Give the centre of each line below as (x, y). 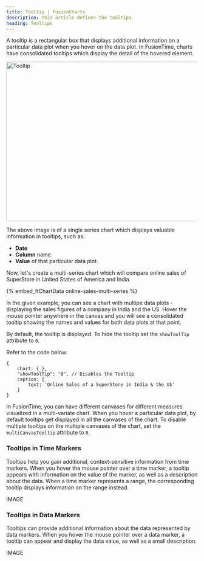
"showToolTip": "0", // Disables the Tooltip (76, 374)
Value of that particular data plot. (56, 261)
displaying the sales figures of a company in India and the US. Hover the (97, 309)
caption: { (31, 380)
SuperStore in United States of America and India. (69, 280)
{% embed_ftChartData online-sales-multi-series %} (72, 291)
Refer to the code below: (37, 353)
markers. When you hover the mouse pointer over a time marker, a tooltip (98, 468)
